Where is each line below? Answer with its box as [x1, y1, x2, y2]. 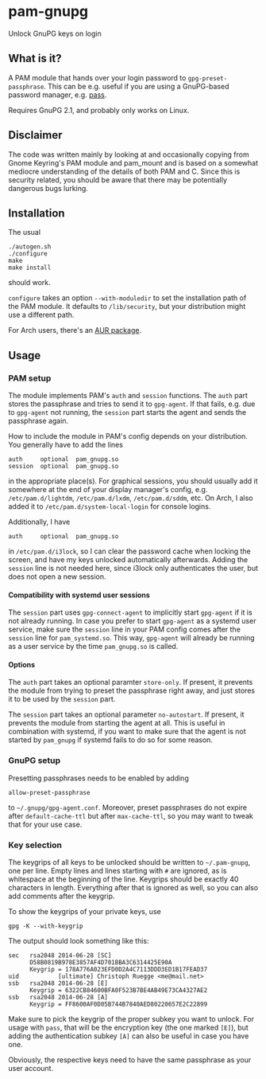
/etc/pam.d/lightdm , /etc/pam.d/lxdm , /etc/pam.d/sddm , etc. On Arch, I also [8, 493, 253, 503]
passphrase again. [8, 416, 69, 426]
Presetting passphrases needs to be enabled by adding [8, 773, 189, 783]
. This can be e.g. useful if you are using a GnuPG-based [43, 81, 229, 91]
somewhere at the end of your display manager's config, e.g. [8, 485, 208, 495]
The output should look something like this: [8, 936, 149, 946]
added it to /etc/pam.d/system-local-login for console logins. [8, 502, 211, 511]
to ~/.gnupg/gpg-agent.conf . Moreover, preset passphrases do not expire [8, 803, 248, 812]
